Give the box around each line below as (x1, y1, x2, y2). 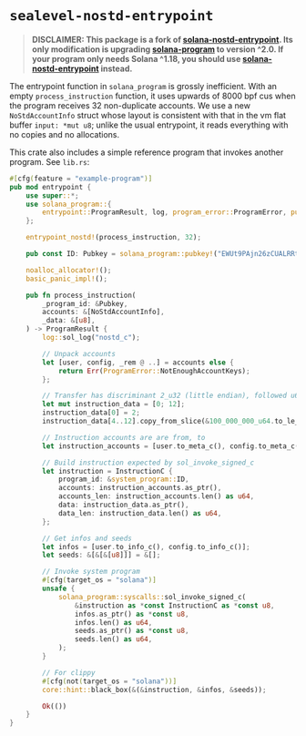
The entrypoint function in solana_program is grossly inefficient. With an (9, 80, 278, 91)
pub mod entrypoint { (9, 182, 92, 191)
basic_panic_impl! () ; (25, 274, 107, 283)
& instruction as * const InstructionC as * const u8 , (74, 600, 275, 610)
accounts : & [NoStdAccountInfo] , (42, 308, 166, 317)
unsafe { (42, 584, 76, 594)
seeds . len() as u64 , (74, 635, 153, 644)
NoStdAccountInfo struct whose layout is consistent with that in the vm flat (9, 109, 287, 120)
